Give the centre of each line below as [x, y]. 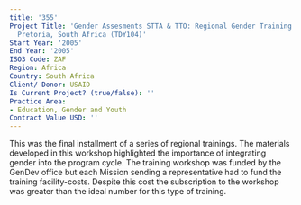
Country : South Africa [52, 76]
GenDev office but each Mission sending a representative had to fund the [146, 173]
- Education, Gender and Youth [68, 110]
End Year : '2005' [42, 51]
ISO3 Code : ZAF [38, 59]
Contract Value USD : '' [54, 118]
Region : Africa [38, 68]
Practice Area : [38, 101]
